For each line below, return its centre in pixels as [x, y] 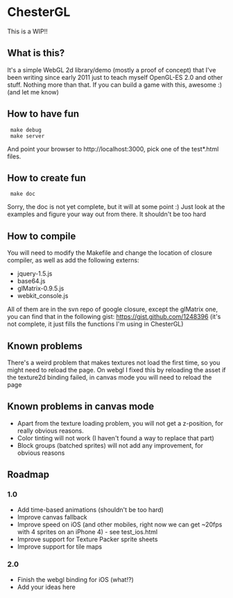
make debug [26, 130]
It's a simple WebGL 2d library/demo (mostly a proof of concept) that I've [112, 69]
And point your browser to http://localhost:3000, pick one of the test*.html [113, 149]
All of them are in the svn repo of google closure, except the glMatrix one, [113, 309]
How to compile [42, 236]
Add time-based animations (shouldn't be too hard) [90, 509]
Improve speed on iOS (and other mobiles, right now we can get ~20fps [120, 524]
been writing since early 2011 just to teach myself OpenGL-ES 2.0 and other [115, 77]
